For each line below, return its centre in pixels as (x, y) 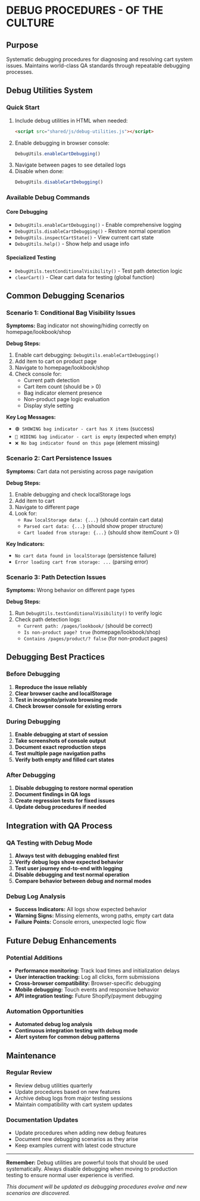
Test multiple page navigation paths (60, 753)
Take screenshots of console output (60, 740)
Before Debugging (33, 674)
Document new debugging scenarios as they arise (76, 1139)
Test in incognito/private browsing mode (66, 699)
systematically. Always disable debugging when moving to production (92, 1169)
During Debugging (33, 721)
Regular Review (29, 1072)
